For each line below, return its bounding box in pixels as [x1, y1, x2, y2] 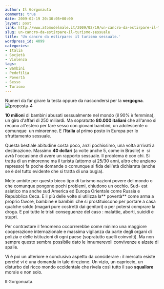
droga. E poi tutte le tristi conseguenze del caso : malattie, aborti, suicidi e [5, 209, 154, 214]
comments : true [5, 12, 36, 17]
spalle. [5, 244, 19, 250]
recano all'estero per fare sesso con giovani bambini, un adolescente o [5, 122, 148, 128]
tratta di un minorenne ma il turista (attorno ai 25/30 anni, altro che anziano [5, 158, 156, 164]
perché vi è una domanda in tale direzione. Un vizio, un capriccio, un [5, 259, 143, 265]
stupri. [5, 214, 18, 220]
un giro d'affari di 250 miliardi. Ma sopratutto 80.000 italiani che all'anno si [5, 117, 157, 123]
